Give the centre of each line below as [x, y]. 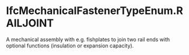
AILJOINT [30, 23]
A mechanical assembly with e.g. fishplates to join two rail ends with [88, 39]
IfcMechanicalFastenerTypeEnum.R [95, 11]
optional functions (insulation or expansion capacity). [70, 46]
